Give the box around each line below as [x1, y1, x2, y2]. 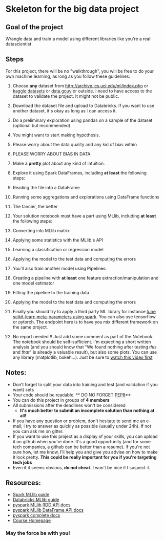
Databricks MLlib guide [12, 497, 60, 503]
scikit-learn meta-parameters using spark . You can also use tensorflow [12, 314, 156, 320]
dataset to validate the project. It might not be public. [12, 93, 119, 99]
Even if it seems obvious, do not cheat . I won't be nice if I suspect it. [12, 464, 151, 470]
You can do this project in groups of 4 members [12, 397, 110, 403]
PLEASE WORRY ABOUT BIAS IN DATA [12, 151, 91, 157]
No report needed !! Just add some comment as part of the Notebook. [12, 333, 154, 339]
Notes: [5, 368, 26, 377]
